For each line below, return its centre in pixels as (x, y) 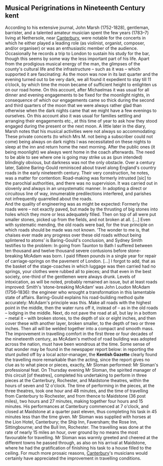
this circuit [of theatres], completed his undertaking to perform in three (76, 375)
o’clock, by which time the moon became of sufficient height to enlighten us (81, 85)
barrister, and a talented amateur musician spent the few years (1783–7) (77, 32)
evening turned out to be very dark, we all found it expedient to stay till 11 (78, 79)
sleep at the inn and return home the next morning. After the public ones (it (80, 147)
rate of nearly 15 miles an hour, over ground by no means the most (72, 432)
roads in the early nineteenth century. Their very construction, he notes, (77, 172)
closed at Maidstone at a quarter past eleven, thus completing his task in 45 (81, 411)
